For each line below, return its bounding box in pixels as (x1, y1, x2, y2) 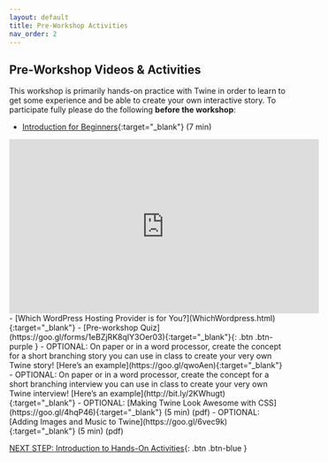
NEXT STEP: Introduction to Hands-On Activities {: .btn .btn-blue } (9, 443, 248, 454)
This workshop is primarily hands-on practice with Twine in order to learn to (9, 86, 286, 96)
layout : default (9, 12, 69, 22)
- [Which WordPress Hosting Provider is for (9, 313, 167, 324)
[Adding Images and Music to (9, 417, 117, 427)
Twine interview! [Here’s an (9, 389, 109, 399)
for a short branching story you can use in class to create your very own (9, 350, 272, 361)
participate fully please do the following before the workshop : (9, 104, 236, 115)
